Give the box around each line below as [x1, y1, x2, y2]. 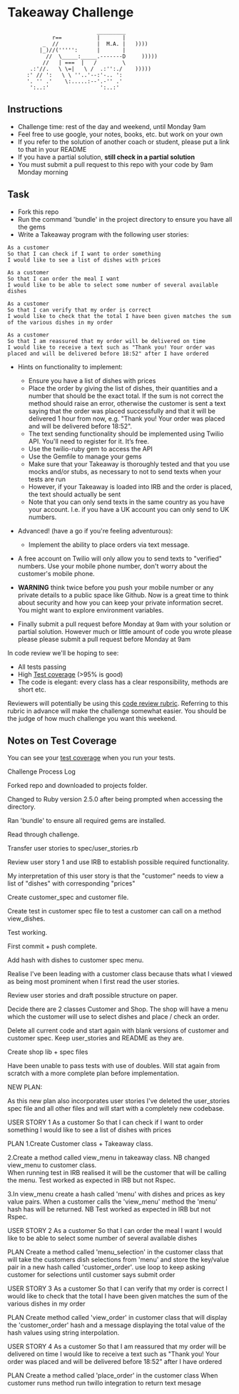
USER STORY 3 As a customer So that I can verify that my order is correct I [7, 1284, 228, 1293]
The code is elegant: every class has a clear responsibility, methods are [17, 677, 228, 686]
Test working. [7, 928, 48, 937]
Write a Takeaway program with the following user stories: [17, 230, 189, 239]
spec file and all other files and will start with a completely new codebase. [7, 1105, 225, 1113]
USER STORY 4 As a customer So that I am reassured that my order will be [7, 1342, 227, 1351]
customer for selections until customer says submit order [7, 1271, 176, 1279]
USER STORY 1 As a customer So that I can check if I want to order [7, 1118, 203, 1127]
